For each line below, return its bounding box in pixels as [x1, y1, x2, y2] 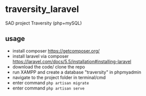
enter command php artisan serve [12, 85, 85, 91]
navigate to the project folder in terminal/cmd [12, 74, 106, 80]
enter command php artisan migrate [12, 79, 89, 85]
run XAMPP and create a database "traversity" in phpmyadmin [12, 69, 141, 75]
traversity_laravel [5, 3, 79, 15]
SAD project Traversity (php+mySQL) [5, 20, 82, 26]
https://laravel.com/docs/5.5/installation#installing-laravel [12, 58, 131, 64]
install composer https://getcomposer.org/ [12, 47, 100, 53]
